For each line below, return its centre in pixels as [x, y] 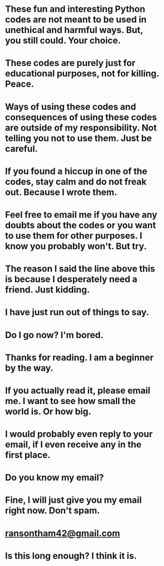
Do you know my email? [55, 478]
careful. [21, 149]
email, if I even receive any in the [73, 445]
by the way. [29, 368]
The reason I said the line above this [80, 269]
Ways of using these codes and [71, 107]
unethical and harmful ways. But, [74, 30]
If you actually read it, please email [78, 390]
